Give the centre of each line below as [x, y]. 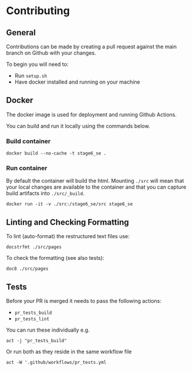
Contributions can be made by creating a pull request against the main [91, 46]
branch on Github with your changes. [51, 53]
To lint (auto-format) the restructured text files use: [68, 236]
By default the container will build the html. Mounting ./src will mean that [95, 181]
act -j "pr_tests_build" [37, 341]
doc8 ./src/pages [27, 269]
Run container [27, 168]
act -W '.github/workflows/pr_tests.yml [57, 363]
